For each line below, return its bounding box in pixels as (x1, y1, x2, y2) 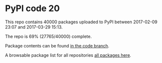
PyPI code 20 (5, 3, 60, 14)
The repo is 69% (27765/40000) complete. (5, 33, 92, 39)
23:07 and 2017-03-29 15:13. (5, 24, 63, 30)
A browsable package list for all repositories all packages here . (5, 52, 132, 58)
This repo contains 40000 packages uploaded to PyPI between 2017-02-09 (5, 19, 158, 25)
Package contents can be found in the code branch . (5, 43, 110, 48)
